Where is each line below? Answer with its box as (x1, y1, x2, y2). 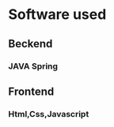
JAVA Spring (8, 61, 58, 72)
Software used (8, 6, 107, 24)
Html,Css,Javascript (8, 108, 89, 119)
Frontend (8, 84, 55, 98)
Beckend (8, 37, 53, 50)
